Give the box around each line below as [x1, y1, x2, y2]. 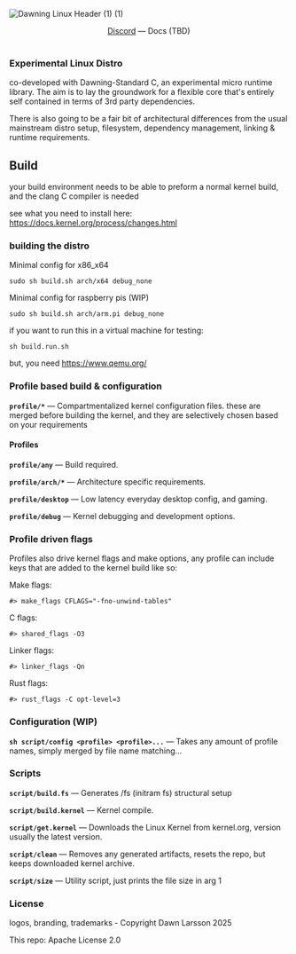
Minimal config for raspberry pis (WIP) [9, 293, 149, 304]
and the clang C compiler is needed [9, 191, 139, 201]
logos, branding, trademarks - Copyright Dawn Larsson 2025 [9, 918, 232, 928]
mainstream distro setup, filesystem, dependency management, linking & [9, 122, 276, 133]
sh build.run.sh [9, 343, 69, 351]
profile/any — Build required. [9, 459, 119, 469]
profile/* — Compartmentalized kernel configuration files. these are [9, 400, 261, 411]
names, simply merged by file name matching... [9, 745, 183, 756]
